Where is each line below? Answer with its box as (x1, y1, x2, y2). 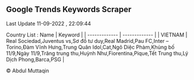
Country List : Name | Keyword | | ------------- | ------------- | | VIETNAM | (6, 31, 188, 38)
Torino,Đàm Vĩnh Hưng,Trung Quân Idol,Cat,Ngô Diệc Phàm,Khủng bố (6, 43, 175, 50)
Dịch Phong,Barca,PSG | (6, 56, 65, 63)
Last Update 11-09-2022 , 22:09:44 (6, 20, 92, 27)
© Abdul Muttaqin (6, 67, 50, 74)
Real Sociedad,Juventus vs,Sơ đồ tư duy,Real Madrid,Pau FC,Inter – (6, 37, 169, 44)
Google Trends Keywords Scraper (6, 5, 131, 14)
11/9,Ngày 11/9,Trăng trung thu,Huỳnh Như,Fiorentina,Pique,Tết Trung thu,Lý (6, 49, 189, 57)
